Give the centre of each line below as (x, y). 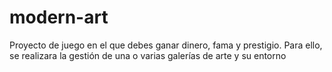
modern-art (59, 17)
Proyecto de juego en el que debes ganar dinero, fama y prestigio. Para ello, (166, 45)
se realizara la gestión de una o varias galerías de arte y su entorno (148, 55)
